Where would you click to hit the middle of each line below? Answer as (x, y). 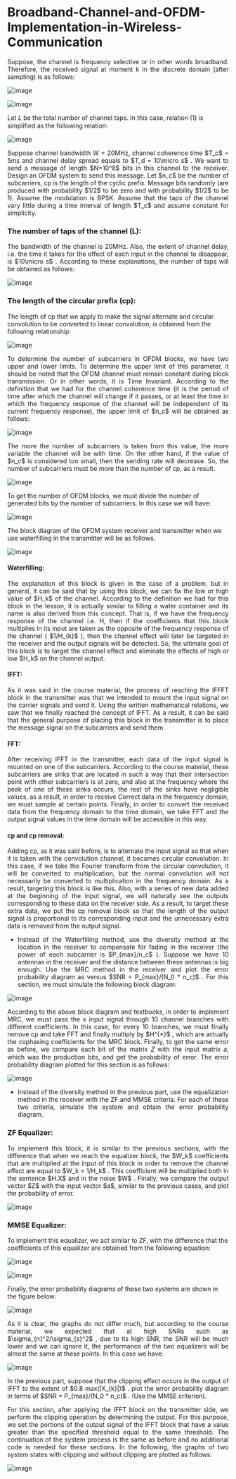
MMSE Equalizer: (37, 1225)
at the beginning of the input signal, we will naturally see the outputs (118, 896)
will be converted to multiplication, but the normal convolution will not (118, 873)
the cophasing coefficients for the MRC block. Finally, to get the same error (118, 1042)
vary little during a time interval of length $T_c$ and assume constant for (118, 205)
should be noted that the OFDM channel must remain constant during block (118, 374)
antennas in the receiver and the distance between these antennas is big (123, 962)
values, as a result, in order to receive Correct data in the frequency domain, (118, 797)
